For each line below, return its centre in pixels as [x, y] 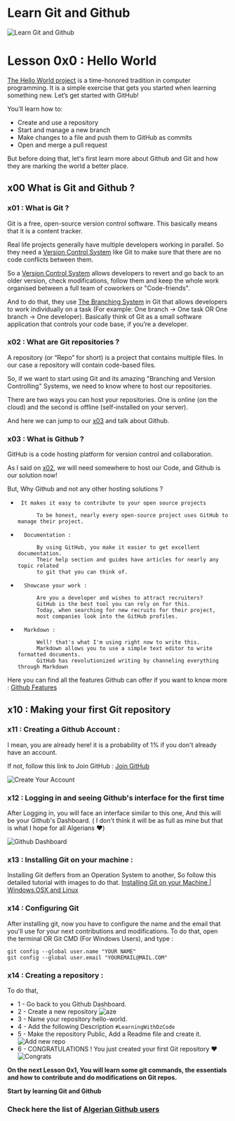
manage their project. [51, 521]
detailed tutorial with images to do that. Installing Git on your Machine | [109, 883]
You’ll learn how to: [35, 109]
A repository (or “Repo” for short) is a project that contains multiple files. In [115, 357]
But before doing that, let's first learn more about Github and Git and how [113, 158]
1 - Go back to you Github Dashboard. [72, 1004]
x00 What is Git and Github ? [71, 188]
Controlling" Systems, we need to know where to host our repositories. [109, 386]
